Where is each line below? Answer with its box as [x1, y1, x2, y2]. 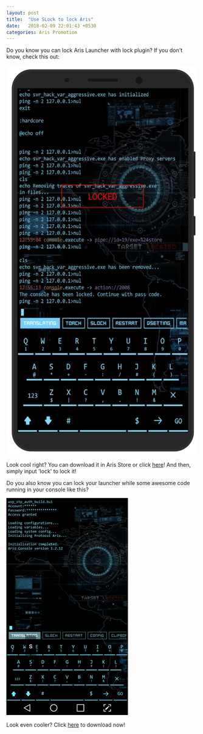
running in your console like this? [6, 486, 89, 494]
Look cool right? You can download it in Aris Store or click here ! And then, [6, 461, 191, 469]
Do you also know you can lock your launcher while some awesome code [6, 480, 190, 487]
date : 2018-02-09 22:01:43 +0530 [6, 23, 97, 29]
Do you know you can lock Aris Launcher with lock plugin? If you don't [6, 46, 183, 54]
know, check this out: [6, 53, 60, 60]
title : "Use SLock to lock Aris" [6, 16, 94, 23]
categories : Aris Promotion [6, 29, 78, 35]
